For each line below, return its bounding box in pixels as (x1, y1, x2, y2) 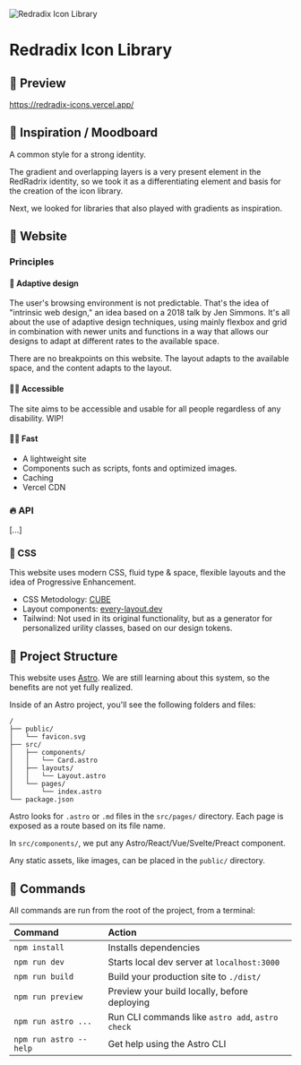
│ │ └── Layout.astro (9, 772, 106, 781)
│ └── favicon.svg (9, 732, 87, 741)
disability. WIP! (9, 412, 64, 423)
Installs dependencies (107, 941, 201, 954)
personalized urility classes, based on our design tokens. (21, 623, 233, 634)
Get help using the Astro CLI (107, 1037, 227, 1050)
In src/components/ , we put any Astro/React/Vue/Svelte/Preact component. (9, 838, 287, 849)
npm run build (13, 971, 74, 982)
